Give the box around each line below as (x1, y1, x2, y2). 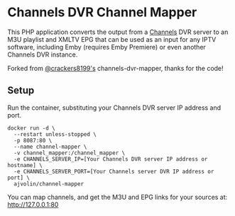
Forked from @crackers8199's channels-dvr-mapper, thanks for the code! (7, 64, 224, 72)
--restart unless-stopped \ (13, 130, 97, 138)
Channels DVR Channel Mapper (7, 4, 197, 21)
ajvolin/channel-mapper (13, 180, 84, 188)
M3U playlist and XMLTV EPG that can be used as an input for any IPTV (7, 35, 217, 43)
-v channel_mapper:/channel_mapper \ (13, 149, 126, 157)
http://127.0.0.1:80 (7, 200, 59, 209)
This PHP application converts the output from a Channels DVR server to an (7, 28, 229, 36)
